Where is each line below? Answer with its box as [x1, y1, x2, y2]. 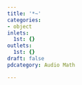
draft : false [7, 55, 45, 62]
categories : [7, 17, 41, 23]
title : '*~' [7, 10, 41, 17]
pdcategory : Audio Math [7, 62, 76, 68]
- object [7, 23, 32, 30]
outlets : [7, 42, 32, 49]
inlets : [7, 29, 30, 37]
